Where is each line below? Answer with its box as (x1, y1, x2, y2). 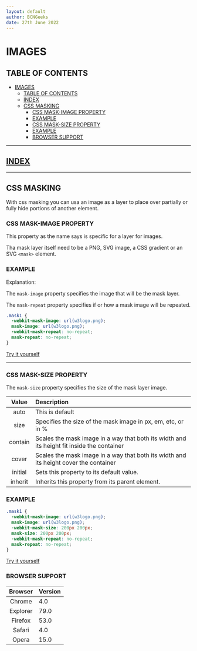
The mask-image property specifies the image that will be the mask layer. (6, 290, 180, 297)
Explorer (9, 606, 33, 615)
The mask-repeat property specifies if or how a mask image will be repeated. (6, 301, 191, 308)
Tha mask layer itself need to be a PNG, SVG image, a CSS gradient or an (6, 244, 183, 251)
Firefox (11, 616, 31, 625)
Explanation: (6, 278, 36, 286)
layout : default (6, 8, 46, 15)
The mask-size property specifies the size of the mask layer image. (6, 384, 168, 391)
